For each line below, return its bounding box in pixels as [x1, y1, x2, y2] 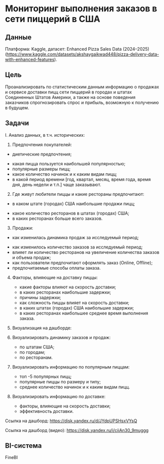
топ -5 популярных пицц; [19, 373, 72, 379]
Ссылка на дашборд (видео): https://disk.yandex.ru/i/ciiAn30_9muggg [5, 427, 149, 433]
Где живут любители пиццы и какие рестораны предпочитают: [12, 191, 144, 197]
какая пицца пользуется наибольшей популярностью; [12, 160, 126, 166]
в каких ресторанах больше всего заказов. [12, 215, 103, 221]
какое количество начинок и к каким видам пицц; [12, 171, 117, 177]
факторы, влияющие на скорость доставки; [19, 403, 111, 409]
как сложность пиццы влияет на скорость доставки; [19, 300, 130, 306]
